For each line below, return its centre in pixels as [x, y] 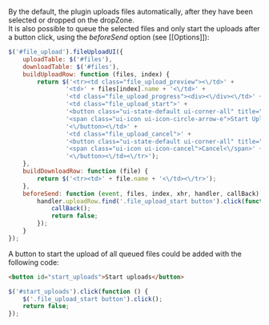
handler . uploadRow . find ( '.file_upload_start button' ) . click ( [141, 201]
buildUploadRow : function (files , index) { [96, 74]
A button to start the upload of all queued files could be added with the [125, 254]
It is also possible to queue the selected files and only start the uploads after [134, 28]
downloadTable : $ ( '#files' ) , [71, 67]
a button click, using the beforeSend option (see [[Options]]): [109, 37]
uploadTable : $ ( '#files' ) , [68, 59]
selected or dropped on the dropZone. [71, 20]
